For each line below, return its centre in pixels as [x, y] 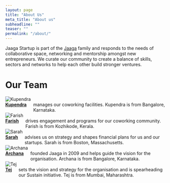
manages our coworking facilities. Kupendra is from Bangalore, [99, 104]
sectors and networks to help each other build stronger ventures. [74, 64]
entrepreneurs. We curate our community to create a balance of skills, [79, 59]
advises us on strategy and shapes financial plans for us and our [92, 137]
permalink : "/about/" [28, 34]
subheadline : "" [22, 24]
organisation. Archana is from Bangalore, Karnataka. [85, 159]
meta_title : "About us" [31, 19]
